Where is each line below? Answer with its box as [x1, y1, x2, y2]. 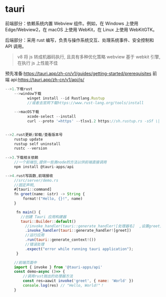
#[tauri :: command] [14, 187, 52, 192]
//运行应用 [25, 233, 44, 238]
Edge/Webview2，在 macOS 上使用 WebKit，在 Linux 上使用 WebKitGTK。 [5, 26, 157, 33]
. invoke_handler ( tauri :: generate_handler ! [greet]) [25, 228, 132, 233]
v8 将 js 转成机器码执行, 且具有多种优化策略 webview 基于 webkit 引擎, [17, 53, 161, 60]
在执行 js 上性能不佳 [17, 60, 58, 66]
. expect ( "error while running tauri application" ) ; [25, 246, 134, 252]
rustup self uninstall [14, 141, 61, 146]
